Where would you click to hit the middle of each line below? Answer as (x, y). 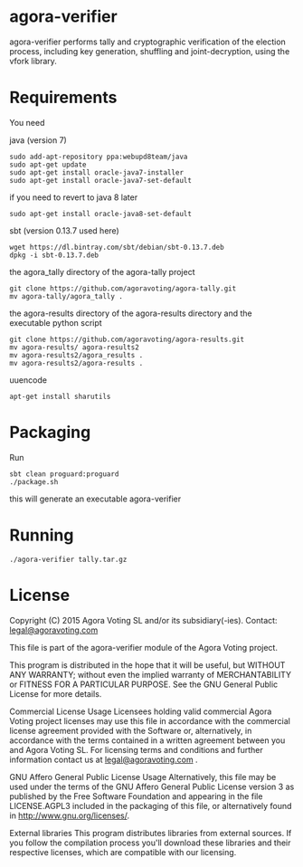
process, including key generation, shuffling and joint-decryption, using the (150, 51)
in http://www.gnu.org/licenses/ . (70, 815)
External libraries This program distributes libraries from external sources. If (151, 833)
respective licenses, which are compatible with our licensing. (123, 852)
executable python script (56, 322)
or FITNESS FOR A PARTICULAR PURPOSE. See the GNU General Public (144, 684)
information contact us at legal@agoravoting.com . (104, 759)
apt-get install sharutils (60, 396)
